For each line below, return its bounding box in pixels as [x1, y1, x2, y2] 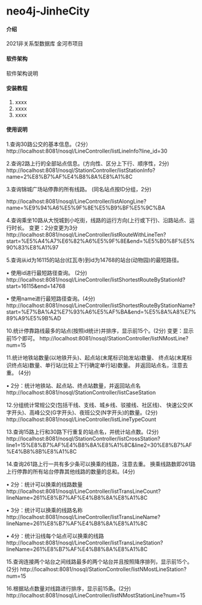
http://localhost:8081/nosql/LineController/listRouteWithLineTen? [6, 231, 166, 238]
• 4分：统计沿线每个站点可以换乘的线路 [6, 532, 104, 540]
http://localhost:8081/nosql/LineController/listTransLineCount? [6, 488, 161, 495]
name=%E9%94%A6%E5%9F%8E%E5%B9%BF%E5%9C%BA [6, 204, 166, 211]
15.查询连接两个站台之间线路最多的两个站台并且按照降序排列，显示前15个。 [6, 558, 193, 565]
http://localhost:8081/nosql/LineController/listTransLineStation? [6, 539, 163, 546]
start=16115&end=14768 [6, 283, 66, 289]
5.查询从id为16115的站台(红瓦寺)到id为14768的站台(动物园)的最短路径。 [6, 256, 183, 263]
